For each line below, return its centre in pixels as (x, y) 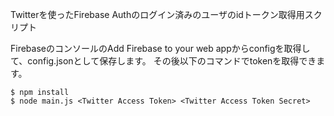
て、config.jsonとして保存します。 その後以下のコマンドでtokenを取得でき (163, 61)
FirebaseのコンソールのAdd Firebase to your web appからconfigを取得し (160, 48)
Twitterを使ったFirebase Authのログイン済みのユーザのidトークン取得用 (157, 14)
